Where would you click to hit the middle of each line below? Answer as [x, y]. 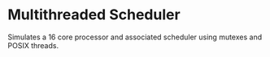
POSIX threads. [33, 45]
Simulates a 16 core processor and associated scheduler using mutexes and [135, 37]
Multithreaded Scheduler [94, 15]
